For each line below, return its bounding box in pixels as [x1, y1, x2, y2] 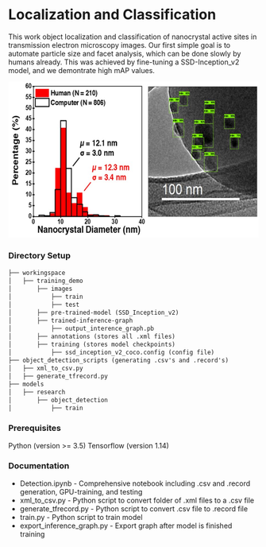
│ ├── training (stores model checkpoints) [8, 340, 176, 349]
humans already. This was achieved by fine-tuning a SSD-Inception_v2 [8, 57, 240, 67]
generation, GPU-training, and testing [19, 487, 143, 496]
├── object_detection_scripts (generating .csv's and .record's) [8, 356, 229, 365]
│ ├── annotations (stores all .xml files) [8, 332, 176, 341]
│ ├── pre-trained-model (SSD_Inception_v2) [8, 308, 179, 317]
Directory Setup [8, 250, 71, 261]
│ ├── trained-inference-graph [8, 316, 133, 325]
